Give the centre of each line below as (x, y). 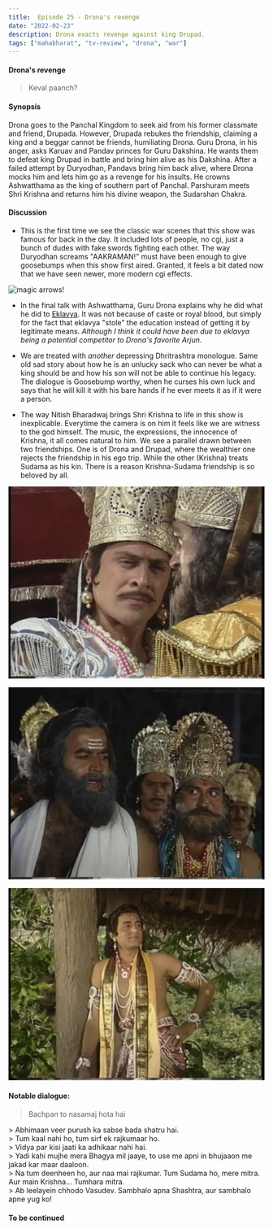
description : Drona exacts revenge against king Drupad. (107, 34)
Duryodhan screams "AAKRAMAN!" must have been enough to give (133, 256)
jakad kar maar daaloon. (49, 1165)
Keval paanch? (53, 88)
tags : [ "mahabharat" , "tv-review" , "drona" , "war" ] (97, 43)
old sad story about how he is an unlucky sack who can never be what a (141, 364)
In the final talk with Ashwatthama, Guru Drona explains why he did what (141, 305)
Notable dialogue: (39, 1096)
